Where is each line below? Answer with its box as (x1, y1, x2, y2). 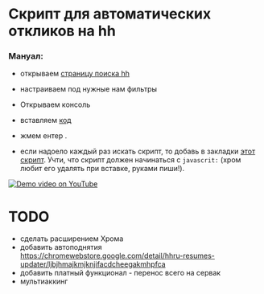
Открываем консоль (19, 100, 91, 109)
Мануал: (8, 51, 44, 62)
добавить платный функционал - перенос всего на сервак (19, 268, 221, 278)
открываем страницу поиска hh (19, 69, 130, 79)
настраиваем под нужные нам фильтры (19, 84, 158, 94)
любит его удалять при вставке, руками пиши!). (19, 164, 185, 174)
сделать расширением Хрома (19, 234, 124, 243)
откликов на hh (8, 22, 117, 40)
